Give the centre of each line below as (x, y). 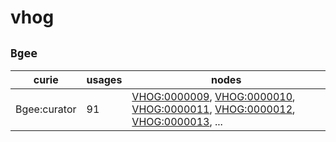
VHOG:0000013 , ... (177, 121)
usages (104, 79)
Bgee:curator (46, 109)
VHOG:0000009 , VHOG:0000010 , (213, 96)
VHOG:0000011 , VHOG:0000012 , (213, 109)
